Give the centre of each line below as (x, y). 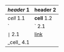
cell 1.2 (43, 18)
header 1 (19, 10)
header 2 (45, 10)
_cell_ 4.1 (19, 42)
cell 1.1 (16, 18)
